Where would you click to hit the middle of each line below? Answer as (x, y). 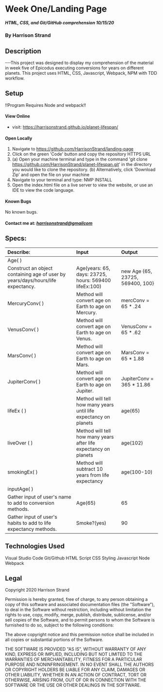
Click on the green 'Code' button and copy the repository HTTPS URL (81, 154)
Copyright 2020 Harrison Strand (37, 590)
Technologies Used (35, 546)
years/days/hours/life (32, 280)
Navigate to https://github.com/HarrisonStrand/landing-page (73, 149)
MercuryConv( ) (26, 303)
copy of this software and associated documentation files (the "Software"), (80, 605)
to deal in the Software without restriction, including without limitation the (78, 610)
